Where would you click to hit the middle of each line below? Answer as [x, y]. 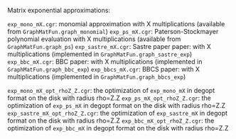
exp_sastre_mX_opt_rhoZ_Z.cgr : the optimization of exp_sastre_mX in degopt [118, 113]
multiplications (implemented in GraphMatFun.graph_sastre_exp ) [100, 54]
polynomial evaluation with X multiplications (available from [94, 39]
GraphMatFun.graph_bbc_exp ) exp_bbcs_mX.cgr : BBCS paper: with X [104, 69]
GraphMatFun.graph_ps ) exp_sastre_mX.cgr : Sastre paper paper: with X [109, 46]
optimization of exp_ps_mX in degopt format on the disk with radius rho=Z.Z [117, 105]
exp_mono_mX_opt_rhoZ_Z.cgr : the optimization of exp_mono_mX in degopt [111, 90]
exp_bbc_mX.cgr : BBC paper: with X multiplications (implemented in [105, 62]
